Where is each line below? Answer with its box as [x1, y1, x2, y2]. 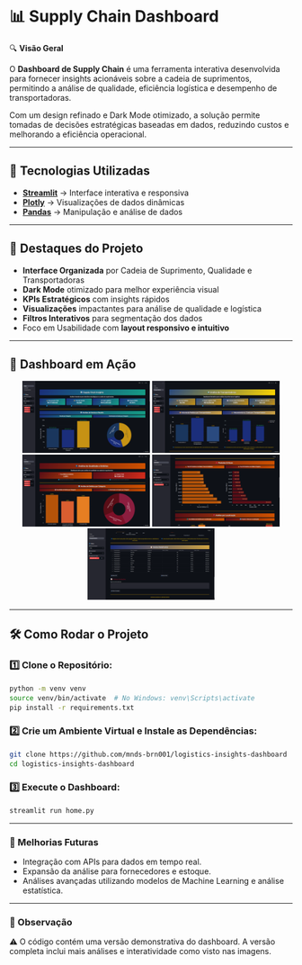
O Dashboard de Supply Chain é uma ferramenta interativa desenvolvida [9, 63, 280, 74]
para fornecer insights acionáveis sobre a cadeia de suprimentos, [9, 73, 253, 84]
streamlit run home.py [9, 806, 94, 815]
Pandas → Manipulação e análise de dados [22, 206, 182, 217]
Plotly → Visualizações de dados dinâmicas [22, 196, 185, 207]
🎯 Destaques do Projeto [9, 241, 144, 257]
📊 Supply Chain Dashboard [9, 6, 219, 27]
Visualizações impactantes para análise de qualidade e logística [22, 302, 262, 314]
